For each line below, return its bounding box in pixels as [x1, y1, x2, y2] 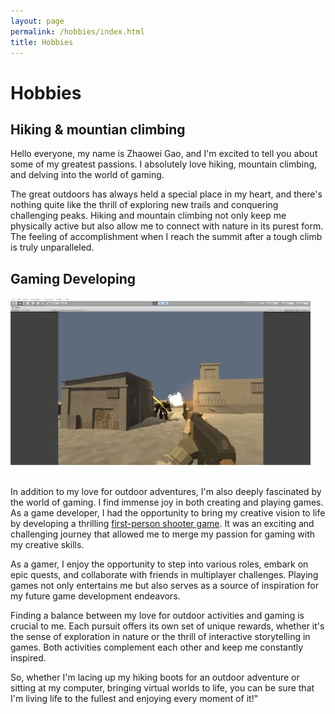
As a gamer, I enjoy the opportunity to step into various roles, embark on [10, 558, 309, 570]
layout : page [10, 16, 65, 26]
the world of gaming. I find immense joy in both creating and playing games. [10, 496, 324, 509]
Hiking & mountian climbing [10, 121, 186, 138]
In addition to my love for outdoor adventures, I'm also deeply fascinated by [10, 486, 322, 498]
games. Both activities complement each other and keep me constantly [10, 641, 304, 654]
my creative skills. [10, 539, 85, 551]
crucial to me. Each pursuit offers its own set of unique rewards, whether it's [10, 620, 325, 632]
